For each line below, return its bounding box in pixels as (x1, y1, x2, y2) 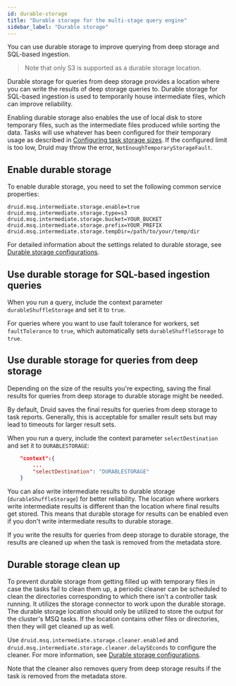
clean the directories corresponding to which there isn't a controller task (7, 592, 217, 601)
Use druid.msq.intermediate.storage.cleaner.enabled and (7, 636, 178, 644)
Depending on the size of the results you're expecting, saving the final (7, 384, 211, 393)
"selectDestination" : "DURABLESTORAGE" (32, 468, 150, 475)
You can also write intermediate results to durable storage (7, 487, 175, 496)
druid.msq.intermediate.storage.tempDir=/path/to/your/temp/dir (7, 228, 200, 236)
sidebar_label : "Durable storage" (7, 23, 109, 30)
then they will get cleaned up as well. (7, 622, 115, 630)
